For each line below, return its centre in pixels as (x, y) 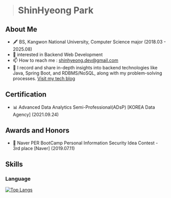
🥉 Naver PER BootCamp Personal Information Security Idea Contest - (85, 143)
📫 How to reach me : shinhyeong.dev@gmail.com (65, 60)
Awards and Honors (38, 130)
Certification (26, 95)
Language (18, 179)
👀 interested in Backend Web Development (58, 55)
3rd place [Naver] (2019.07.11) (44, 148)
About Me (21, 29)
